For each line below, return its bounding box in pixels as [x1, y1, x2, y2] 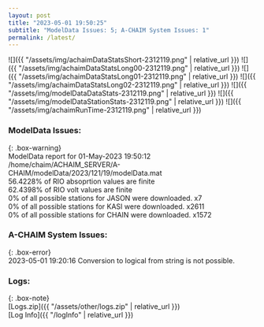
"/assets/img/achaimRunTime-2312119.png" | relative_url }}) [8, 106, 202, 115]
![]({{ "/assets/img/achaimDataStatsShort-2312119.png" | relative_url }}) [8, 55, 240, 65]
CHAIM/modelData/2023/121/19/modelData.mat [8, 168, 163, 177]
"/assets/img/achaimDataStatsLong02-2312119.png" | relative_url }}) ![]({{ [8, 80, 247, 90]
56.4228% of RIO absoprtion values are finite [8, 177, 155, 186]
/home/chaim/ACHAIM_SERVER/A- [8, 159, 121, 169]
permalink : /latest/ [8, 33, 76, 42]
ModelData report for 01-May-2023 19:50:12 [8, 151, 151, 161]
